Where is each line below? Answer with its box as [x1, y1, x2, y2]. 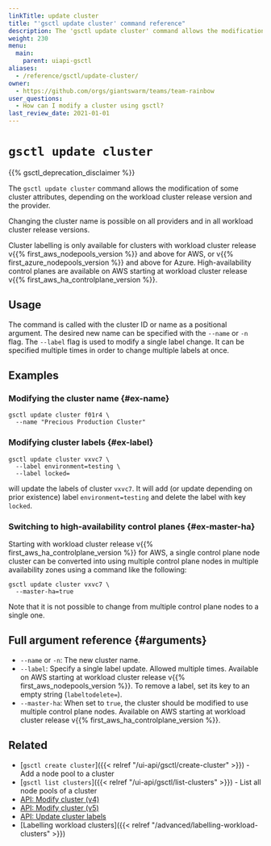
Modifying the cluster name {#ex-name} [8, 393, 170, 404]
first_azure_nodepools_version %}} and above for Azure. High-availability [8, 258, 252, 267]
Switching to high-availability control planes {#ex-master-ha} [8, 521, 256, 532]
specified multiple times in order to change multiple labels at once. [8, 345, 230, 355]
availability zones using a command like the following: [8, 565, 187, 575]
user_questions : [8, 94, 63, 103]
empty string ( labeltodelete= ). [19, 689, 123, 699]
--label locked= [15, 469, 70, 477]
